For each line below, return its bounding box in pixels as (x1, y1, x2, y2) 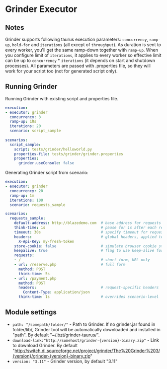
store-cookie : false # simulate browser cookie (14, 243, 157, 249)
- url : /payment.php (14, 276, 57, 281)
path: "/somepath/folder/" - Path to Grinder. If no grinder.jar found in (12, 321, 156, 327)
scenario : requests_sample (9, 202, 66, 207)
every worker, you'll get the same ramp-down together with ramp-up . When (5, 47, 158, 53)
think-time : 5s (18, 271, 50, 276)
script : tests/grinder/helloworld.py (14, 147, 92, 152)
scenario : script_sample (9, 128, 61, 134)
